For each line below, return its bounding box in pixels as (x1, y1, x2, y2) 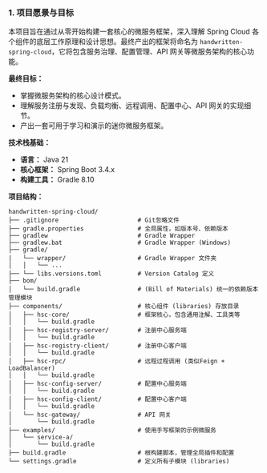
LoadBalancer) (8, 364, 56, 373)
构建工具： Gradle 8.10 (19, 174, 95, 185)
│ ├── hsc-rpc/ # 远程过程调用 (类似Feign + (8, 358, 225, 366)
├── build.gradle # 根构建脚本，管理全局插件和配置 (8, 449, 235, 457)
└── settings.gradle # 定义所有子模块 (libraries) (8, 458, 230, 466)
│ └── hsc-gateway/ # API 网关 (8, 411, 172, 419)
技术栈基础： (8, 138, 51, 147)
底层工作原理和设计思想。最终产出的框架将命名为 (35, 37, 198, 46)
